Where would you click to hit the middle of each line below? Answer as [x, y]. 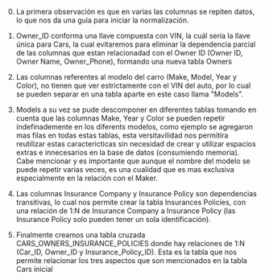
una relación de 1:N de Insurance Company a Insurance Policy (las [126, 211]
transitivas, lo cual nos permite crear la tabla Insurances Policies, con [131, 202]
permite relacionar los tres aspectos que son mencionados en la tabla [131, 260]
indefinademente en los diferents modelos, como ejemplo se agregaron [135, 127]
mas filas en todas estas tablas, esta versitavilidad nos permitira [122, 135]
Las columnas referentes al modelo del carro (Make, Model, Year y [126, 77]
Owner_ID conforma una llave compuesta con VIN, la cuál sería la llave [133, 36]
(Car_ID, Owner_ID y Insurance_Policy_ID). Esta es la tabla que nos [126, 252]
